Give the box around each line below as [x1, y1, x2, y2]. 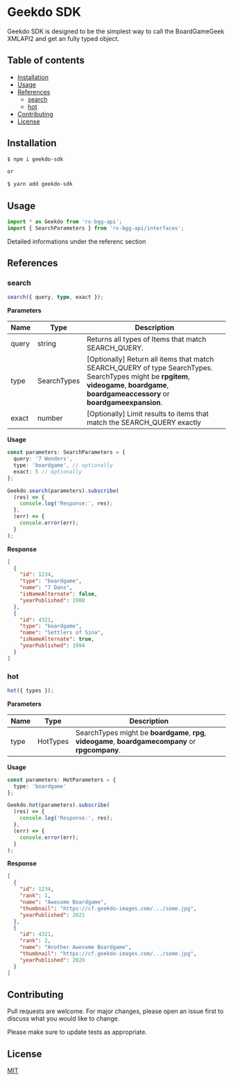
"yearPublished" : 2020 [19, 956, 85, 964]
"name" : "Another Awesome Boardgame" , [19, 944, 132, 951]
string [37, 339, 57, 349]
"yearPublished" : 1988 [19, 597, 85, 604]
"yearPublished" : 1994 [19, 642, 85, 649]
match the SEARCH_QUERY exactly [86, 417, 202, 427]
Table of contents [7, 55, 85, 67]
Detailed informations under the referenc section [7, 237, 146, 245]
